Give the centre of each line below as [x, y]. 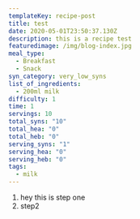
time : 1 [21, 106]
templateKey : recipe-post [52, 16]
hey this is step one [53, 197]
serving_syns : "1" [39, 144]
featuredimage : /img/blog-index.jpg [70, 46]
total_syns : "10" [38, 122]
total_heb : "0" [34, 136]
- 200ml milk [38, 91]
